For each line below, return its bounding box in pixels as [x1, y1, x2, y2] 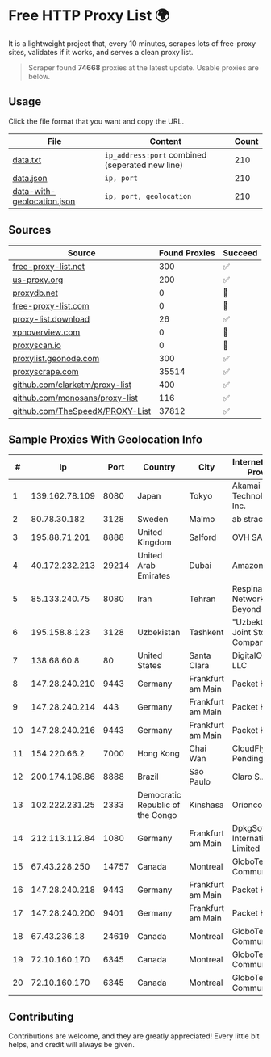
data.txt [12, 154, 42, 166]
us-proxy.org [12, 274, 64, 285]
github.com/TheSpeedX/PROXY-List [12, 405, 152, 416]
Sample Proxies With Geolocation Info [8, 432, 203, 446]
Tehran [189, 593, 216, 604]
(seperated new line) [104, 159, 184, 171]
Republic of [136, 799, 181, 811]
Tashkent [189, 627, 224, 638]
